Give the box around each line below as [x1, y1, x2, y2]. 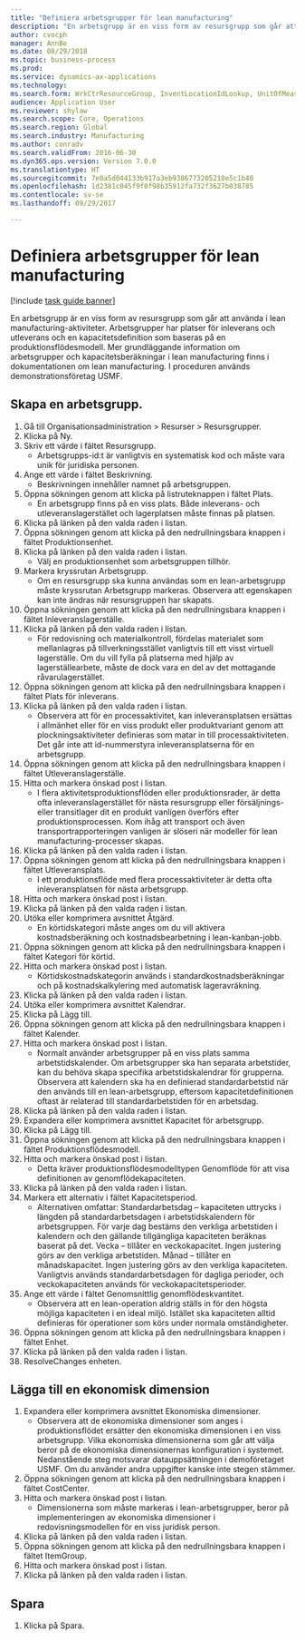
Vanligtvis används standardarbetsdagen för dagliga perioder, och [36, 1269, 284, 1280]
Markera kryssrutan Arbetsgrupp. [23, 565, 148, 576]
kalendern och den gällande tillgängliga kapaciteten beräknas [36, 1230, 267, 1241]
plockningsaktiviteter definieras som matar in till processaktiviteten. [36, 729, 289, 740]
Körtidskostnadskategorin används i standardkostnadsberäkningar [36, 970, 285, 981]
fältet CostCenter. [23, 1483, 90, 1494]
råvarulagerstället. [36, 671, 105, 682]
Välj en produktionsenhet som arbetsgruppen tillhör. [36, 555, 232, 567]
